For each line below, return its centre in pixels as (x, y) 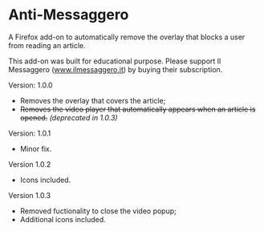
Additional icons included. (63, 219)
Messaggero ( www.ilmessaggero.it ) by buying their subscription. (116, 69)
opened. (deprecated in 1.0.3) (69, 117)
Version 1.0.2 (30, 164)
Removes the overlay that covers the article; (93, 100)
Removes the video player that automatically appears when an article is (138, 109)
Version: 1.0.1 (30, 133)
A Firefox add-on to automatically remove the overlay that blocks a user (127, 37)
